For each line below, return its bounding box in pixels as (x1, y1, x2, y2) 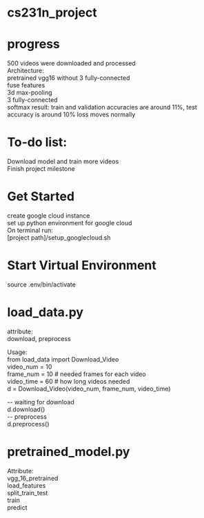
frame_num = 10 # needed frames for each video (7, 370, 146, 378)
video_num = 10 (7, 362, 52, 371)
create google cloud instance (7, 211, 90, 220)
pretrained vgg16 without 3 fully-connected (7, 74, 130, 82)
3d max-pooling (7, 88, 53, 97)
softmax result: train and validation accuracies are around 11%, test (7, 103, 198, 112)
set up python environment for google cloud (7, 219, 132, 227)
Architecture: (7, 67, 45, 75)
